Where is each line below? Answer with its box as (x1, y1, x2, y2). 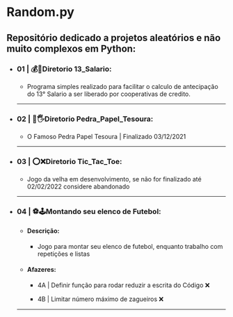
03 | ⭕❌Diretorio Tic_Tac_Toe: (16, 157, 122, 167)
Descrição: (26, 227, 60, 235)
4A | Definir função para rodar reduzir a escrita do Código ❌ (37, 281, 210, 289)
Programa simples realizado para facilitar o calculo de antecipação (26, 82, 218, 90)
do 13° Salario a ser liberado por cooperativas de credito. (26, 90, 191, 98)
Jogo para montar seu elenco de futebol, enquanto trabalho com (37, 242, 223, 250)
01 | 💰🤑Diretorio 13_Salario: (16, 64, 112, 74)
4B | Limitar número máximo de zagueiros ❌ (37, 295, 164, 303)
